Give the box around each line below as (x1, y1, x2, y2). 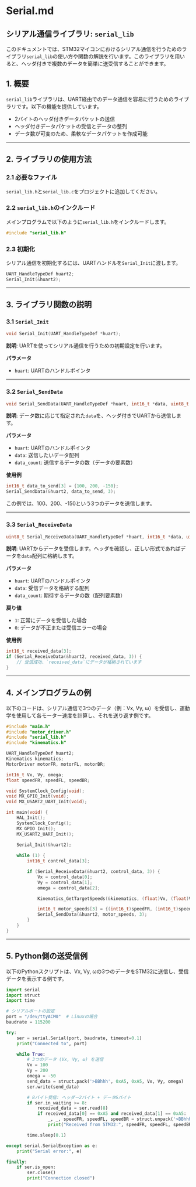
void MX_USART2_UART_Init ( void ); (6, 799, 87, 805)
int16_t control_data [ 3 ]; (27, 858, 90, 864)
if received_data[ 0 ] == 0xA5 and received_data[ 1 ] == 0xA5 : (37, 1111, 187, 1117)
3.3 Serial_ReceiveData (6, 520, 72, 528)
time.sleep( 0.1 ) (27, 1132, 66, 1138)
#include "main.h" (6, 724, 51, 729)
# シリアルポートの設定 (6, 1008, 55, 1014)
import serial (6, 987, 41, 992)
